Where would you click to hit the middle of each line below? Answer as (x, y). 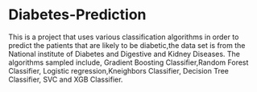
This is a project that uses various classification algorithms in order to (124, 37)
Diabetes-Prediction (77, 15)
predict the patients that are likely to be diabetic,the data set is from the (127, 45)
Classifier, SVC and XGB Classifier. (66, 79)
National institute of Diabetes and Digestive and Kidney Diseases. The (124, 54)
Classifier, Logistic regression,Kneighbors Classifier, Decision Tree (119, 70)
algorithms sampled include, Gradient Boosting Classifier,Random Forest (128, 62)
